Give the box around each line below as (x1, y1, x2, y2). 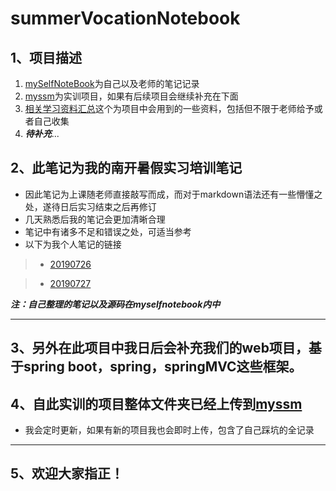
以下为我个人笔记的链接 (24, 238, 122, 250)
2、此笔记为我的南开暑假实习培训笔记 (10, 160, 243, 177)
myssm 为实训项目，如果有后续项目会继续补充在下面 (24, 90, 239, 102)
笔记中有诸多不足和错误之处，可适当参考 (24, 225, 192, 237)
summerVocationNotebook (10, 7, 241, 30)
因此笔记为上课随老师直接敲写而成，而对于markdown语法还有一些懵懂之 (24, 188, 323, 200)
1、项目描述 (10, 49, 83, 66)
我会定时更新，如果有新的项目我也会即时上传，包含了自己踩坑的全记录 (24, 424, 315, 436)
